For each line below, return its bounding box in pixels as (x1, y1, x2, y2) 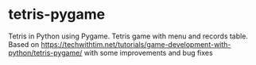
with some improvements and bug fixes (83, 48, 213, 57)
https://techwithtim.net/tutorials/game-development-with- (41, 39, 231, 49)
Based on (8, 39, 40, 49)
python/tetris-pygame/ (8, 48, 83, 57)
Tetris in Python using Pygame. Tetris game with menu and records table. (8, 31, 249, 41)
